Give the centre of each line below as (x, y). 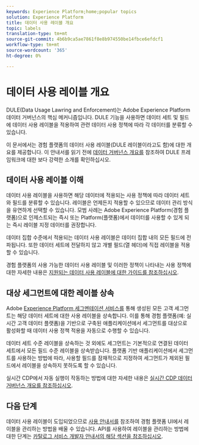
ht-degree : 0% (24, 56)
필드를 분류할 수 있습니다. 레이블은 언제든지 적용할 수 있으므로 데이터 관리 (97, 203)
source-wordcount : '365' (37, 50)
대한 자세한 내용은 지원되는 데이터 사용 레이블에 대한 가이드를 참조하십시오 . (93, 272)
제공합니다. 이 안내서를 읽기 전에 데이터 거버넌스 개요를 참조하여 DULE (98, 152)
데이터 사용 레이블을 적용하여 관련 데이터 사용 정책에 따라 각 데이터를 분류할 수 (102, 125)
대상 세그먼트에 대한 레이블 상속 (60, 293)
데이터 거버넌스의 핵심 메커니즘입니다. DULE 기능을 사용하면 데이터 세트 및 (92, 117)
